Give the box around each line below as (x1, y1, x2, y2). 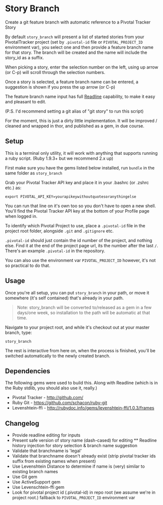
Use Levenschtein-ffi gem (12, 484, 65, 490)
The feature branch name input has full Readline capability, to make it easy (5, 94, 155, 99)
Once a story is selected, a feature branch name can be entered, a (5, 79, 139, 85)
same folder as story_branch (5, 170, 62, 176)
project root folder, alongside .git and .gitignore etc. (5, 228, 114, 234)
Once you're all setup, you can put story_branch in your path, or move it (5, 289, 149, 295)
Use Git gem (12, 474, 38, 480)
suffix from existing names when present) (12, 458, 96, 464)
